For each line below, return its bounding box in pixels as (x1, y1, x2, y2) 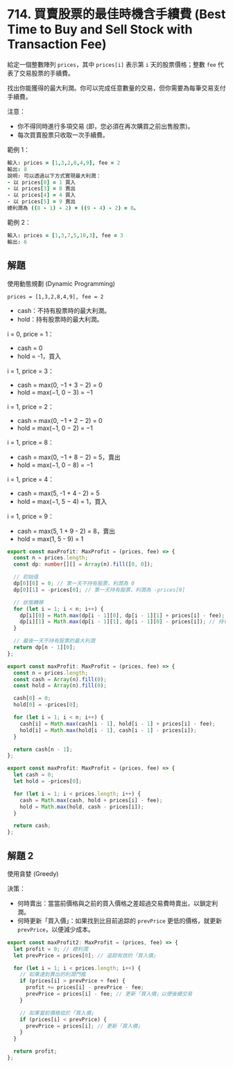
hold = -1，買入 (17, 352, 61, 360)
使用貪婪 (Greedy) (7, 869, 59, 877)
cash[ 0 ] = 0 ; (13, 695, 51, 702)
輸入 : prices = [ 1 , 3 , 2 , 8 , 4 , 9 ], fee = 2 (7, 159, 121, 166)
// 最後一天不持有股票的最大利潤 (13, 637, 96, 644)
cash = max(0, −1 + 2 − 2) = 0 (17, 416, 103, 424)
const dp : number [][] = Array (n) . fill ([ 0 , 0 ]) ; (13, 561, 154, 568)
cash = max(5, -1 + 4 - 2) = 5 (17, 488, 101, 497)
